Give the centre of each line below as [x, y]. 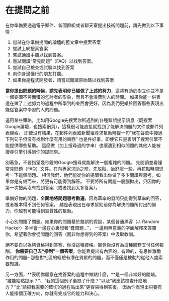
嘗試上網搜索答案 [30, 48]
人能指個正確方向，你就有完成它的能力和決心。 [54, 293]
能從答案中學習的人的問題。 [34, 109]
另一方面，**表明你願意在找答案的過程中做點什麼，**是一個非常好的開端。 [82, 274]
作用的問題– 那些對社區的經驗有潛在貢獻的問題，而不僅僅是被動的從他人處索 [84, 257]
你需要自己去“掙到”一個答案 [44, 251]
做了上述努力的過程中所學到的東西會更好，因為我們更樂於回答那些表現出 [89, 103]
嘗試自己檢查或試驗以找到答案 [43, 67]
